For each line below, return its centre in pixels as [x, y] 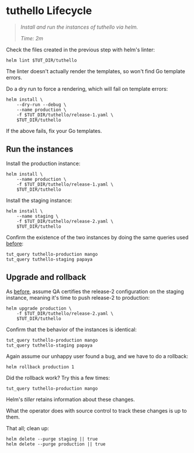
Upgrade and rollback [46, 277]
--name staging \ [38, 216]
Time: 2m [32, 38]
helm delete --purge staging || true [52, 439]
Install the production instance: [43, 163]
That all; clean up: [28, 428]
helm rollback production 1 [40, 367]
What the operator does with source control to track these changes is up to [96, 410]
